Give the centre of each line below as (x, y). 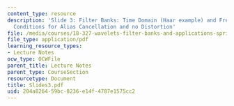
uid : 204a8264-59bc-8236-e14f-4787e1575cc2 (71, 91)
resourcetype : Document (42, 78)
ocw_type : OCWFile (34, 59)
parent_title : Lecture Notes (49, 66)
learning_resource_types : (45, 46)
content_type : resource (42, 14)
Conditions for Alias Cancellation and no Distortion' (95, 26)
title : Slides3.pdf (36, 85)
